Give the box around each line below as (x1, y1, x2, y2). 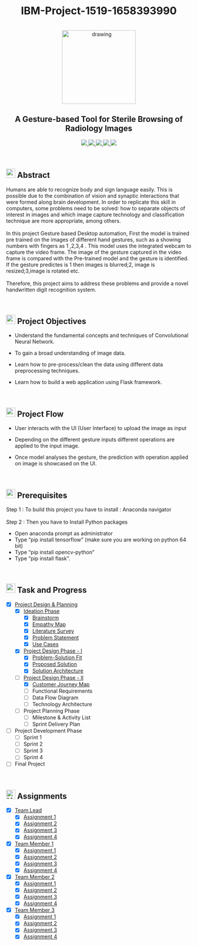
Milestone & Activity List (32, 714, 91, 721)
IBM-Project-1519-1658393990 (21, 4, 177, 18)
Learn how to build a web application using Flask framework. (14, 379, 163, 386)
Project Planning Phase (23, 707, 80, 714)
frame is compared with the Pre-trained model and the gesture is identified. (6, 254, 189, 262)
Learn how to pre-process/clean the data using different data (14, 361, 163, 368)
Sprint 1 (23, 734, 42, 741)
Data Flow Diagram (32, 694, 79, 701)
